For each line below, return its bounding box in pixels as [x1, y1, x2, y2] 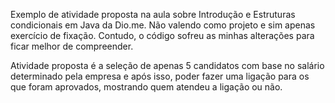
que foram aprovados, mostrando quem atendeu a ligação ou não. [10, 81, 283, 93]
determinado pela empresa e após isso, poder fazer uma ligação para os [10, 70, 310, 82]
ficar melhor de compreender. [10, 40, 134, 52]
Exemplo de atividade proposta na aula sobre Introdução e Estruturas [10, 9, 296, 20]
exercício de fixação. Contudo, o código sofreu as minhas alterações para [10, 30, 315, 41]
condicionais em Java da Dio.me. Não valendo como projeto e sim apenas [10, 19, 316, 31]
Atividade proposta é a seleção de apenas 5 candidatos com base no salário [10, 60, 325, 71]
